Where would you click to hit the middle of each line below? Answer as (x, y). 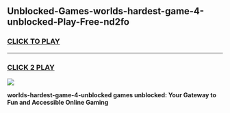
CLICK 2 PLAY (31, 67)
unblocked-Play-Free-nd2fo (68, 22)
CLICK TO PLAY (34, 42)
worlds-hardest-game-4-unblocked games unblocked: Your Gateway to (112, 95)
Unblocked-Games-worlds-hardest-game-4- (105, 11)
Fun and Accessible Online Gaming (58, 102)
